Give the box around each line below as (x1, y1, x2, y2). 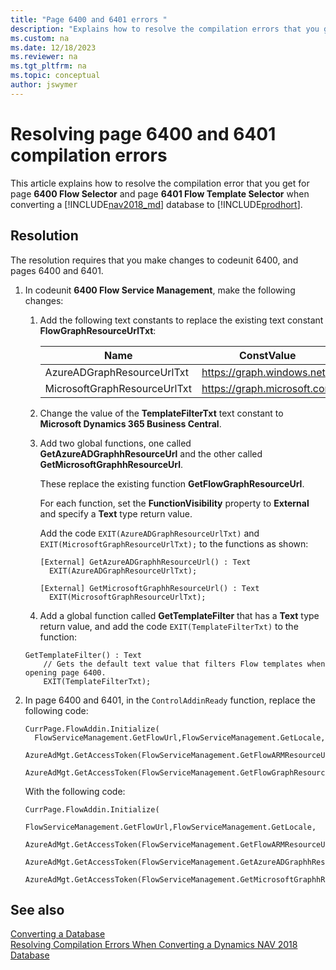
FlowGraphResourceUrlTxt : (39, 324, 157, 336)
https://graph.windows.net (201, 365, 326, 379)
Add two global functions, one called (39, 437, 192, 449)
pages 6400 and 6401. (10, 264, 104, 276)
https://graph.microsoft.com (201, 381, 334, 395)
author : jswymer (10, 80, 78, 90)
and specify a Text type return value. (39, 507, 193, 520)
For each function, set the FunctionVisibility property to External (39, 497, 310, 509)
